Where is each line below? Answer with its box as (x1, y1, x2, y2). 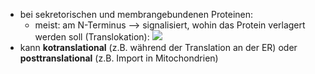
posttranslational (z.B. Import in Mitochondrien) (19, 52, 219, 64)
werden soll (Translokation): (34, 31, 150, 43)
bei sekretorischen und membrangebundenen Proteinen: (19, 9, 254, 20)
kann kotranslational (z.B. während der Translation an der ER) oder (19, 42, 298, 53)
